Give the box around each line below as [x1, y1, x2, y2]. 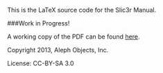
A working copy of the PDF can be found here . [7, 32, 140, 41]
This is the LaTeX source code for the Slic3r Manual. [7, 6, 157, 14]
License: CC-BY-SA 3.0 [7, 59, 74, 67]
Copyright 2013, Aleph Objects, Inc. [7, 46, 109, 54]
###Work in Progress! [7, 19, 70, 27]
